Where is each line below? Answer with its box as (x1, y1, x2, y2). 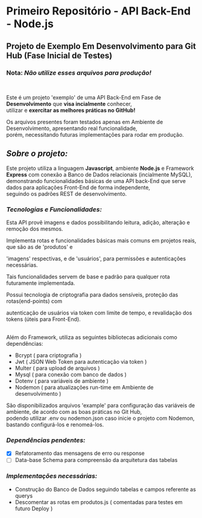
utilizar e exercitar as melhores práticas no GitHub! (6, 107, 136, 114)
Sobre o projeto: (6, 149, 68, 159)
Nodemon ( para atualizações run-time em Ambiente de (14, 384, 154, 391)
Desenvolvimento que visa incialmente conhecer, (6, 100, 133, 107)
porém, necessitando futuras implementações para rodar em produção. (6, 131, 184, 138)
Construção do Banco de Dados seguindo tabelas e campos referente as (14, 485, 196, 493)
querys (14, 492, 33, 499)
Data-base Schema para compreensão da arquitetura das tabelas (14, 457, 178, 464)
